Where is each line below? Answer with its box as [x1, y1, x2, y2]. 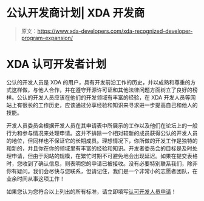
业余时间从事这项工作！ [6, 175, 65, 182]
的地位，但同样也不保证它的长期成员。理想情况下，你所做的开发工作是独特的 [6, 137, 198, 144]
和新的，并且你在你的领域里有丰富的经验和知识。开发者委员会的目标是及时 [6, 145, 192, 152]
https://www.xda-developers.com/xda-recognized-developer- [37, 27, 193, 35]
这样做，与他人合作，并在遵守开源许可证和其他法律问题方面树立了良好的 [11, 86, 192, 94]
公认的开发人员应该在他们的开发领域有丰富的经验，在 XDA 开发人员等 [16, 94, 191, 101]
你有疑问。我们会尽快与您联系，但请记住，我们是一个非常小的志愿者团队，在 [6, 167, 198, 174]
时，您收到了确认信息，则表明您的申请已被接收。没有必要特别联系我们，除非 [6, 160, 198, 167]
